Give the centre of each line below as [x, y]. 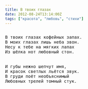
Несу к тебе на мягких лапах [40, 47]
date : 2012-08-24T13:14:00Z [34, 14]
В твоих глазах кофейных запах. [44, 37]
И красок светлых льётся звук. [42, 72]
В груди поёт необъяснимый [37, 77]
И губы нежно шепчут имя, [36, 67]
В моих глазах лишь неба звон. [42, 42]
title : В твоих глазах [28, 10]
